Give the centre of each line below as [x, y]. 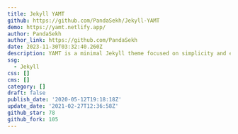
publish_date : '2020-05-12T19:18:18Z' [64, 100]
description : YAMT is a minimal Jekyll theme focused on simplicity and [117, 54]
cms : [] [19, 80]
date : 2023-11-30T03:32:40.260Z [55, 47]
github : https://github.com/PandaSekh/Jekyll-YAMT [84, 21]
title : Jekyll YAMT [36, 14]
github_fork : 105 [33, 119]
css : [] [19, 73]
